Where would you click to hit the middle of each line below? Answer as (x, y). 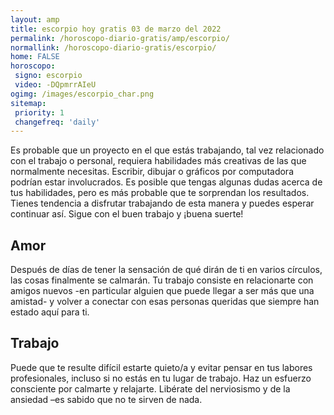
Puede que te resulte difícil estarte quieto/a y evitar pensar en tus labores (161, 367)
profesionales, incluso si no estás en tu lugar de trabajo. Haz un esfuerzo (161, 378)
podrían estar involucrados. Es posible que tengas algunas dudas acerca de (166, 182)
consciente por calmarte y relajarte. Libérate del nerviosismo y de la (150, 388)
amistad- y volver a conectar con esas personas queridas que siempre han (165, 302)
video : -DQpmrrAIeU (55, 85)
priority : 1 (39, 112)
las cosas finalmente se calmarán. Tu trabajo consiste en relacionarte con (162, 280)
